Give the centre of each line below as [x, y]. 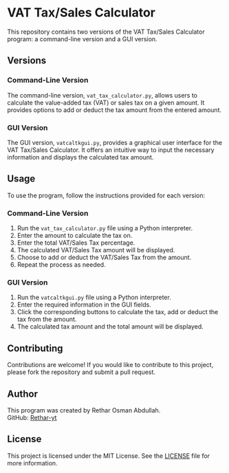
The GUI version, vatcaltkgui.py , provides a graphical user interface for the [115, 142]
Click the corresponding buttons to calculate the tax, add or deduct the [118, 312]
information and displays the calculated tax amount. [80, 157]
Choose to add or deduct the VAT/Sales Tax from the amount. [104, 257]
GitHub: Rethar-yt [32, 417]
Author [22, 394]
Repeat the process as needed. [61, 265]
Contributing [35, 348]
